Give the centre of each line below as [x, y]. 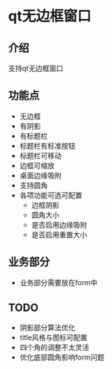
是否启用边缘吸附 [59, 224]
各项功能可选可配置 [51, 195]
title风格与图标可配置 [53, 337]
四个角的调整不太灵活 [54, 348]
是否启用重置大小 [59, 235]
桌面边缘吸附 [40, 175]
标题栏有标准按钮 [47, 145]
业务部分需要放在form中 [58, 282]
